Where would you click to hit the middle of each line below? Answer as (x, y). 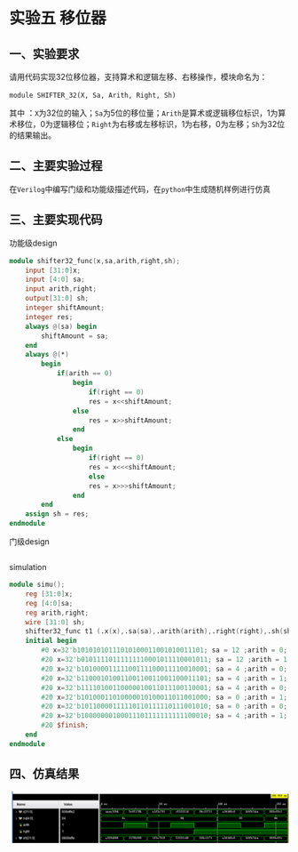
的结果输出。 (32, 135)
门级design (30, 542)
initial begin (51, 641)
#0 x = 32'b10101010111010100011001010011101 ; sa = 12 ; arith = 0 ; (165, 650)
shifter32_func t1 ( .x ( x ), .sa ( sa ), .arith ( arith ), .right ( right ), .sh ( (154, 631)
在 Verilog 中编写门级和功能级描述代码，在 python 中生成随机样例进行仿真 (140, 189)
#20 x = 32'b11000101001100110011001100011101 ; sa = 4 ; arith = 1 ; (165, 678)
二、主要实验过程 (56, 166)
